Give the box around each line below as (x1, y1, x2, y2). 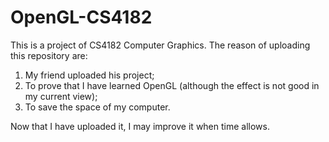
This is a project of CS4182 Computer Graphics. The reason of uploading (10, 39, 311, 51)
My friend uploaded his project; (24, 69, 155, 81)
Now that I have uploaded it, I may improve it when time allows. (10, 120, 270, 132)
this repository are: (10, 49, 88, 61)
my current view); (24, 90, 98, 102)
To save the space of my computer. (24, 101, 171, 113)
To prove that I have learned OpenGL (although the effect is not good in (24, 79, 320, 91)
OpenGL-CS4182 (10, 6, 153, 29)
